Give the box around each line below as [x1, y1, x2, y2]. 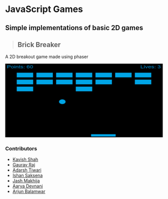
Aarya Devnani [12, 183, 43, 189]
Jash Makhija [12, 178, 40, 184]
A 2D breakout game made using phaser [5, 54, 88, 60]
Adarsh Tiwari [12, 167, 41, 173]
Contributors [5, 145, 37, 152]
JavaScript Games [5, 4, 83, 15]
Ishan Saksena [12, 172, 43, 178]
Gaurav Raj [12, 162, 35, 168]
